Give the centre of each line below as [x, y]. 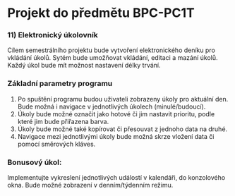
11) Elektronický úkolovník [53, 35]
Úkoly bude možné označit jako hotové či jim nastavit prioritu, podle [116, 114]
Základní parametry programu [60, 84]
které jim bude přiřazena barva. [63, 121]
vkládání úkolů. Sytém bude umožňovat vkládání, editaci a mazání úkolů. [113, 58]
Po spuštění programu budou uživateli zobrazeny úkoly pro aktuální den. [123, 99]
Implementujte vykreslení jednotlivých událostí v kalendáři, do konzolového [116, 178]
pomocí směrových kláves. [56, 144]
